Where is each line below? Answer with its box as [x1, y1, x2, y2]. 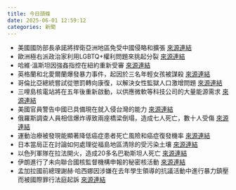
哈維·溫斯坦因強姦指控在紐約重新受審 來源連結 [17, 61, 151, 70]
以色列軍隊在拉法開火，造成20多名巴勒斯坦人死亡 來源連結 [17, 149, 188, 158]
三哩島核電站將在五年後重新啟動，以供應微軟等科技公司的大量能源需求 [17, 87, 221, 96]
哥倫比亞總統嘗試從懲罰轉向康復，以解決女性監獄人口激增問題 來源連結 [17, 79, 223, 87]
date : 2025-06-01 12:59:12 [7, 17, 86, 24]
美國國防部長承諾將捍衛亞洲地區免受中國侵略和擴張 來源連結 [17, 44, 192, 52]
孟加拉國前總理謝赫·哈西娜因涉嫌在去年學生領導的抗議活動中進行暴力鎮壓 [17, 167, 229, 175]
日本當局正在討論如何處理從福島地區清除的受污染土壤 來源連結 [17, 140, 198, 148]
